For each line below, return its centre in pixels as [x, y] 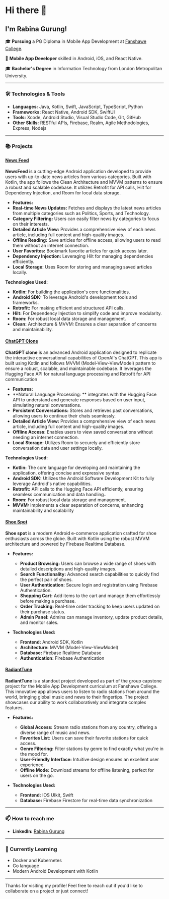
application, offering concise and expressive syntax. [66, 473]
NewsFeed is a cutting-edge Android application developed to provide [78, 172]
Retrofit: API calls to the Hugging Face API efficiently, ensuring [78, 489]
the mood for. [34, 754]
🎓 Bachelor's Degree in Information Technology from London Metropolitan [84, 68]
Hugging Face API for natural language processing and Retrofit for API [78, 374]
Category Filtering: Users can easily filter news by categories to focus [86, 219]
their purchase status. [43, 612]
